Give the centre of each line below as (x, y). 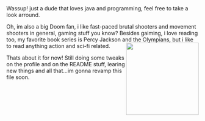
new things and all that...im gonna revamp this (64, 71)
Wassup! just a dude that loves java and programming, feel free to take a (97, 9)
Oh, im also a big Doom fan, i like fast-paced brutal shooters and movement (101, 27)
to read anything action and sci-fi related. (58, 46)
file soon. (18, 77)
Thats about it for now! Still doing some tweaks (65, 58)
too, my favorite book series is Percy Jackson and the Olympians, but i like (100, 40)
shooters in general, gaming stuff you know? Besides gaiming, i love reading (102, 33)
